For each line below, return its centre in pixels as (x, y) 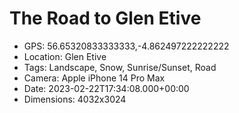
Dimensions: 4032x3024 (75, 99)
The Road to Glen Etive (105, 18)
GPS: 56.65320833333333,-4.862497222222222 (126, 46)
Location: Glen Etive (65, 56)
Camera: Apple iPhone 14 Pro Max (94, 78)
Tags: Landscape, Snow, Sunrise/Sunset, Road (120, 67)
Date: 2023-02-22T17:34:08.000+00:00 (106, 88)
